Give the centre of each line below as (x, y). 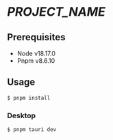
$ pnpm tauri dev (32, 129)
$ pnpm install (29, 98)
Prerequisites (36, 37)
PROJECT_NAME (56, 12)
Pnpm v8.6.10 (36, 61)
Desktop (22, 115)
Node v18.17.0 (36, 53)
